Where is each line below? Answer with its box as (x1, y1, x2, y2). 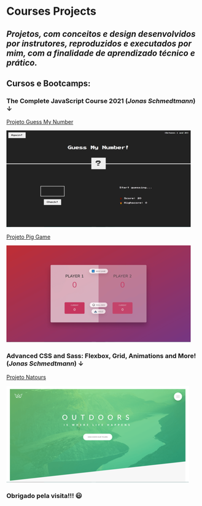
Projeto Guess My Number (6, 118, 74, 126)
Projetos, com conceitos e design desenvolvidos (6, 29, 196, 39)
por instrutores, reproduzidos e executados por (6, 38, 192, 48)
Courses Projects (6, 4, 96, 18)
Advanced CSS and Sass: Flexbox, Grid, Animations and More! (6, 351, 196, 360)
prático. (6, 57, 38, 68)
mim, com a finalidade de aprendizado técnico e (6, 48, 195, 58)
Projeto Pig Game (6, 233, 51, 240)
